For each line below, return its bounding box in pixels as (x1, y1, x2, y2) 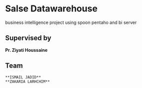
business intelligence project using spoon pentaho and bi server (5, 19, 137, 25)
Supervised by (5, 34, 51, 42)
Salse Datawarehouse (5, 3, 98, 14)
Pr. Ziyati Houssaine (5, 47, 48, 53)
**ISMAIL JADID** (5, 75, 41, 80)
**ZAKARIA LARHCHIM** (5, 79, 50, 84)
